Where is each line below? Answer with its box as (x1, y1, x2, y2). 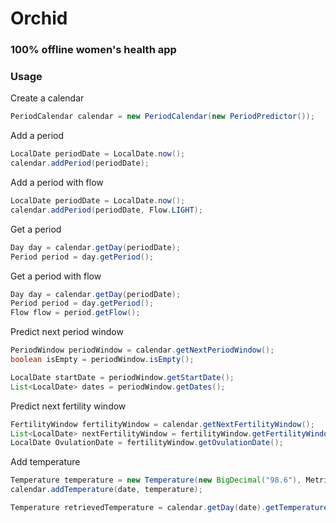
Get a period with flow (10, 270, 102, 282)
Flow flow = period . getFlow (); (10, 308, 141, 318)
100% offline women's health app (10, 43, 177, 57)
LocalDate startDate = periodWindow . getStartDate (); (10, 372, 235, 382)
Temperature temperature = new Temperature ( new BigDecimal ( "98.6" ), (10, 475, 302, 486)
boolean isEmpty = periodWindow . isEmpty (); (10, 355, 195, 365)
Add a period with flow (10, 177, 104, 189)
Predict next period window (10, 326, 124, 338)
